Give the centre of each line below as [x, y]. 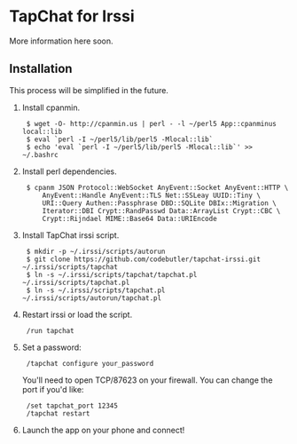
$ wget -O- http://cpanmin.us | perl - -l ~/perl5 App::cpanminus [151, 123]
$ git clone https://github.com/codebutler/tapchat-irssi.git [144, 259]
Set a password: [51, 347]
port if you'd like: [53, 389]
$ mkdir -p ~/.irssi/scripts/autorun [96, 251]
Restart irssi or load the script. [77, 314]
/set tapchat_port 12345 [72, 406]
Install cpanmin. [51, 107]
